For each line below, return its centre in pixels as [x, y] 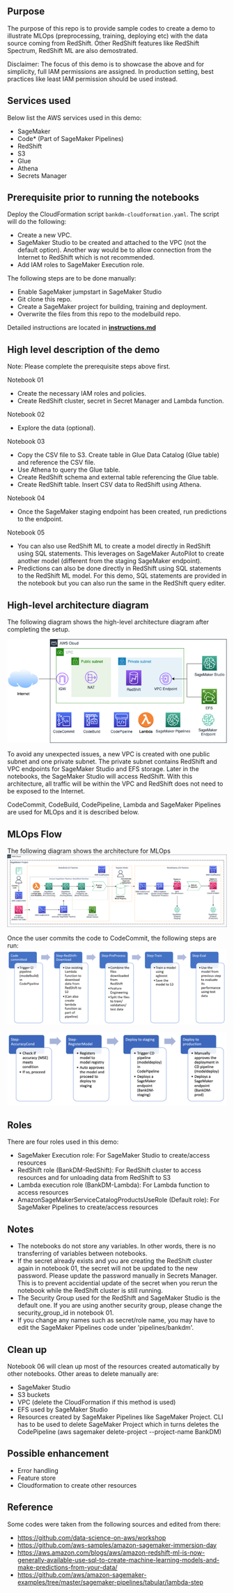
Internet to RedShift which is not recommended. [86, 257]
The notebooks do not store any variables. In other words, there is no [116, 1246]
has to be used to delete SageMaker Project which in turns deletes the [118, 1424]
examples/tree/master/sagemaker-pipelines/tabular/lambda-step [110, 1582]
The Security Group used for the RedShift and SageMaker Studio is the [119, 1298]
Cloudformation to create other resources [77, 1485]
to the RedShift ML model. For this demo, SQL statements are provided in [122, 576]
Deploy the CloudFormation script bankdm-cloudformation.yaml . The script [113, 214]
